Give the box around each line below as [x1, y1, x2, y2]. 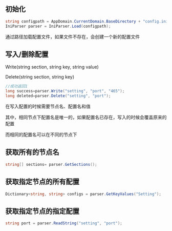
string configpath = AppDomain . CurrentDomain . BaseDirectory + [5, 18, 141, 24]
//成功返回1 [5, 84, 28, 89]
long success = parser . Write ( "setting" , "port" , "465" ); [5, 89, 125, 94]
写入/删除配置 [5, 50, 49, 59]
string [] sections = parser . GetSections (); [5, 162, 97, 167]
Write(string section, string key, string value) [5, 64, 99, 70]
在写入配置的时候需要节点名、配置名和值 [5, 103, 91, 109]
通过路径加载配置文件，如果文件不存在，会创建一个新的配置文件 [5, 33, 140, 40]
